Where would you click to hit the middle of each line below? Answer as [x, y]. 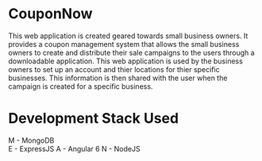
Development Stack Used [94, 119]
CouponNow [50, 14]
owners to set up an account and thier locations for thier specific [114, 69]
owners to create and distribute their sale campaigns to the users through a [132, 52]
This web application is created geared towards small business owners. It [128, 36]
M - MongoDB [31, 140]
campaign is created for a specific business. [81, 86]
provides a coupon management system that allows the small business [124, 44]
